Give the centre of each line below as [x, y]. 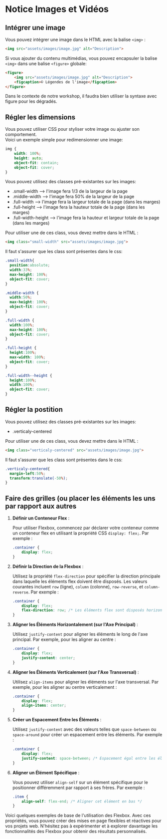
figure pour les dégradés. [31, 101]
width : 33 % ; [21, 270]
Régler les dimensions [40, 117]
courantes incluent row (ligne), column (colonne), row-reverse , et [78, 586]
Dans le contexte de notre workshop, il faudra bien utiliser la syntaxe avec [81, 96]
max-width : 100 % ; [28, 357]
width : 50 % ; [21, 297]
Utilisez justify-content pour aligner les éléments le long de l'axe [80, 634]
